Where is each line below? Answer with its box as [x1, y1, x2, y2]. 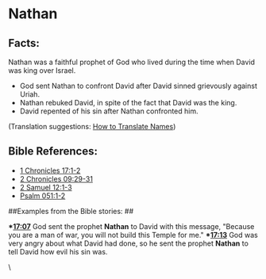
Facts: [8, 36, 40, 50]
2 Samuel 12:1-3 [19, 182, 73, 192]
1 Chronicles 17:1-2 [19, 166, 81, 175]
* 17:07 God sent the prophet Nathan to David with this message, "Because [8, 221, 255, 231]
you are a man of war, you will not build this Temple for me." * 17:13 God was [8, 230, 258, 239]
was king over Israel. [8, 66, 76, 75]
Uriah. [19, 90, 40, 99]
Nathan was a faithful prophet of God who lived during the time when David [8, 57, 256, 67]
